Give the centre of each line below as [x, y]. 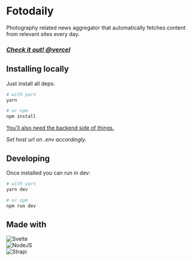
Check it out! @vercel [38, 49]
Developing [28, 158]
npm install [21, 116]
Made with [26, 224]
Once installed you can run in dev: [49, 173]
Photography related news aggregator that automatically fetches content [96, 28]
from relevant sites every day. [43, 34]
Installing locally [37, 69]
